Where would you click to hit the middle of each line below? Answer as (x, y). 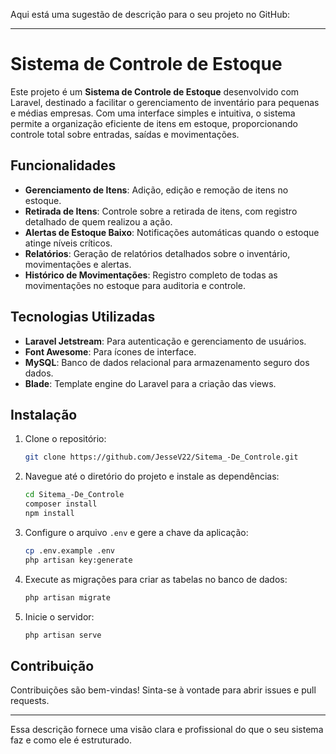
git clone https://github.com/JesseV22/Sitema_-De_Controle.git (161, 457)
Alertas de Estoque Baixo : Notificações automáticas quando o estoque (172, 232)
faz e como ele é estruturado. (71, 740)
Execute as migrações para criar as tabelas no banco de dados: (156, 579)
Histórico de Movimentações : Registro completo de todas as (151, 275)
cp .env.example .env (69, 550)
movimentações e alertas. (78, 264)
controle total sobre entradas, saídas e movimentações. (125, 134)
